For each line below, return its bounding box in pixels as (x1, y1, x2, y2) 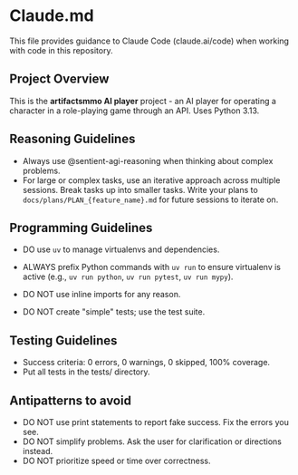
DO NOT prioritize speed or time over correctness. (22, 455, 211, 466)
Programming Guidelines (9, 219, 153, 236)
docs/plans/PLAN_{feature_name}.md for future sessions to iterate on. (22, 194, 279, 205)
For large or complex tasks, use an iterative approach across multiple (22, 174, 281, 186)
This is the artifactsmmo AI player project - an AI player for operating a (9, 95, 276, 106)
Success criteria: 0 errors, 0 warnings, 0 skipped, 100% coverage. (22, 357, 270, 368)
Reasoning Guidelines (9, 131, 136, 147)
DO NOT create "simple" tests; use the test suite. (22, 306, 206, 317)
